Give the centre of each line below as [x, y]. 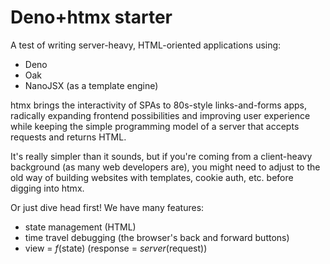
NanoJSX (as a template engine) [91, 85]
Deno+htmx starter [91, 17]
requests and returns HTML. [68, 137]
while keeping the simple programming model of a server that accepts [155, 126]
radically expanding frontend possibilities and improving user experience [160, 115]
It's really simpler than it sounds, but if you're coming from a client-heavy [161, 156]
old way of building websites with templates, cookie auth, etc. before [152, 177]
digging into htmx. [47, 188]
